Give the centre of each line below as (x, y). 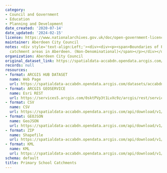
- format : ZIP (20, 130)
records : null (20, 65)
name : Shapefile (26, 135)
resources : (16, 70)
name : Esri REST (26, 93)
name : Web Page (25, 79)
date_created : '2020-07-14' (34, 28)
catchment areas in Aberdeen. (41, 51)
